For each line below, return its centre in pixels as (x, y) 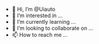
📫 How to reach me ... (40, 35)
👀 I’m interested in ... (37, 15)
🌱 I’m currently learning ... (44, 22)
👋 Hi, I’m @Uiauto (34, 9)
